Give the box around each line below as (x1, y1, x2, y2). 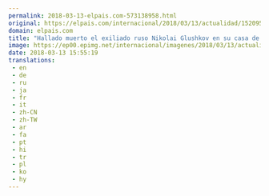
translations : (8, 57, 56, 65)
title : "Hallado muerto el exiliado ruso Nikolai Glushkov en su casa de (8, 34, 260, 42)
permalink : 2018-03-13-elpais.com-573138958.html (8, 11, 178, 20)
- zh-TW (11, 116, 38, 124)
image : (8, 42, 30, 50)
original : (8, 19, 42, 27)
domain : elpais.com (8, 26, 74, 34)
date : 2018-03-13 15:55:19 (8, 49, 98, 57)
